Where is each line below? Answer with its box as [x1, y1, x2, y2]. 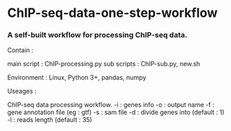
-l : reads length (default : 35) [7, 116, 93, 124]
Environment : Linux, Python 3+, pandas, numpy [7, 73, 147, 82]
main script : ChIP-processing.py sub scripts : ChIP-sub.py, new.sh [7, 60, 201, 68]
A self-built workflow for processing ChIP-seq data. [7, 30, 187, 40]
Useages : [7, 87, 37, 96]
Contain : [7, 46, 34, 54]
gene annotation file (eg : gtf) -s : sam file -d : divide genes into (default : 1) [7, 108, 225, 117]
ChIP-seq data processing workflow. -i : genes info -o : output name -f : [7, 101, 215, 109]
